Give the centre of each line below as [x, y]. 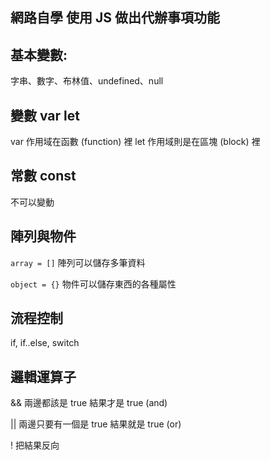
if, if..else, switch [45, 343]
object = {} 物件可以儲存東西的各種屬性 [93, 284]
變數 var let [45, 115]
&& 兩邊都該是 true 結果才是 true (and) [89, 403]
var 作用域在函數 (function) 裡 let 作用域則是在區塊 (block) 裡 [135, 142]
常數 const [43, 176]
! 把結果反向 [35, 445]
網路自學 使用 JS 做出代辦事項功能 [115, 18]
